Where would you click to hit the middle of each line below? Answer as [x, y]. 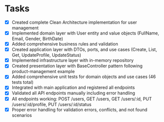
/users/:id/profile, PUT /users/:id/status [51, 104]
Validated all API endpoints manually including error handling [73, 93]
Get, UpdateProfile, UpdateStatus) [47, 55]
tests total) [23, 82]
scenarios [22, 115]
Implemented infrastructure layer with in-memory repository [73, 60]
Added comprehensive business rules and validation [65, 44]
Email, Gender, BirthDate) [37, 39]
